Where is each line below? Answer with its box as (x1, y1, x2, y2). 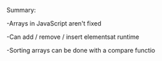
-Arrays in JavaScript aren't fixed (6, 19, 102, 27)
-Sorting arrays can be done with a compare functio (6, 46, 156, 54)
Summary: (6, 6, 36, 14)
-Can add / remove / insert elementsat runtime (6, 33, 140, 41)
